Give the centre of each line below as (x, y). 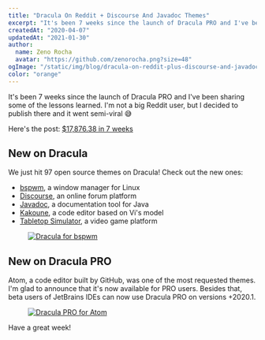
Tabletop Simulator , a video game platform (88, 221)
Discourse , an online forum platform (78, 196)
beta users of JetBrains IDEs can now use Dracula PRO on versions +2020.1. (132, 297)
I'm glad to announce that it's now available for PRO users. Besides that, (125, 289)
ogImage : (22, 67)
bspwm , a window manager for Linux (80, 188)
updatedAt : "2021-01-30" (49, 37)
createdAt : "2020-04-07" (49, 30)
